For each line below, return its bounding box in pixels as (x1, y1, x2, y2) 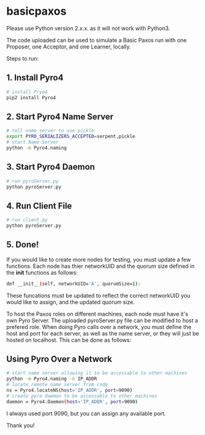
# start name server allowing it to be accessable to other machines (6, 370, 188, 376)
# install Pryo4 (6, 89, 48, 95)
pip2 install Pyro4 (6, 94, 56, 100)
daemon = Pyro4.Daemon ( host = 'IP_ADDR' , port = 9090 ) (6, 398, 138, 405)
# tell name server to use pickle (6, 127, 95, 134)
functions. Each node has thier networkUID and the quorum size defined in (6, 262, 195, 270)
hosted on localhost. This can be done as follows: (6, 336, 132, 344)
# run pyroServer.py (6, 178, 59, 184)
